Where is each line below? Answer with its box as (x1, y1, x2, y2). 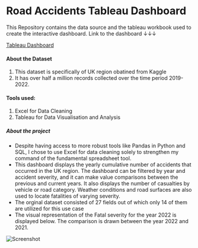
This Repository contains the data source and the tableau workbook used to (6, 24, 191, 31)
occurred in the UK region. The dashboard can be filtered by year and (14, 168, 186, 175)
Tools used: (6, 94, 36, 101)
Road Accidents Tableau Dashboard (6, 4, 187, 18)
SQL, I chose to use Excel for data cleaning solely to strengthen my (14, 149, 179, 156)
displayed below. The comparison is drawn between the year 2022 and (14, 218, 189, 225)
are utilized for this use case (14, 205, 84, 212)
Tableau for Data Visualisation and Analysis (14, 114, 120, 121)
